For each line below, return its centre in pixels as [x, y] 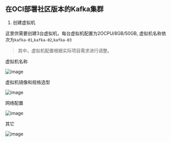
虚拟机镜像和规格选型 [28, 82]
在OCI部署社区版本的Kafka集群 [54, 9]
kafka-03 [63, 40]
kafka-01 [24, 40]
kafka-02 [43, 40]
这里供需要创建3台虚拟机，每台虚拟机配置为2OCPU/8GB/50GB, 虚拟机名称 [83, 33]
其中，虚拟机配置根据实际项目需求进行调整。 [65, 51]
